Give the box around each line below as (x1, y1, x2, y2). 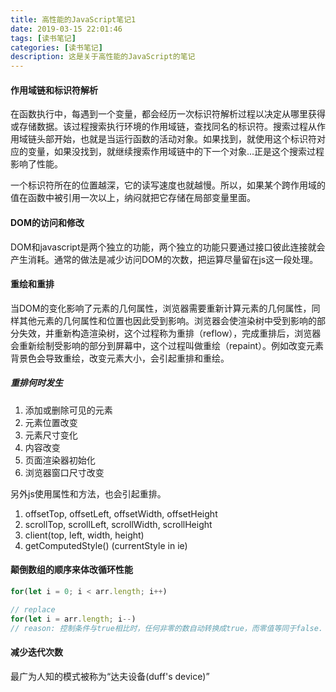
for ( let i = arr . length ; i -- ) (10, 614, 137, 624)
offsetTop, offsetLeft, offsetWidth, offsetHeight (24, 507, 218, 520)
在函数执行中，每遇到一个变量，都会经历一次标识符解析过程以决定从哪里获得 (10, 108, 326, 120)
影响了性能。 (10, 158, 63, 170)
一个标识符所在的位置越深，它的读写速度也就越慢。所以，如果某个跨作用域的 (10, 179, 326, 191)
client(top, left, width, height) (24, 529, 145, 541)
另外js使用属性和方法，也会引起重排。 (10, 487, 167, 500)
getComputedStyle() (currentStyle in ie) (24, 539, 188, 551)
